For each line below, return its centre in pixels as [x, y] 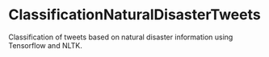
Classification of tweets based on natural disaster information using [121, 37]
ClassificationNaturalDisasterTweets [134, 15]
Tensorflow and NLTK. [45, 45]
